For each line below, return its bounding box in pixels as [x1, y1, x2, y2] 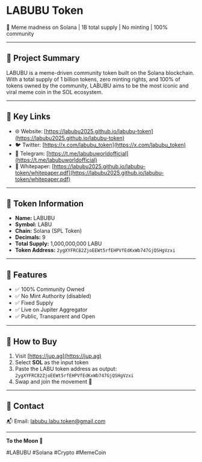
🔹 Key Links [6, 112, 51, 122]
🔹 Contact [6, 401, 44, 411]
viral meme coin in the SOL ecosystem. [6, 88, 103, 95]
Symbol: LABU [14, 221, 52, 228]
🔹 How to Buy [6, 336, 57, 347]
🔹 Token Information [6, 198, 84, 209]
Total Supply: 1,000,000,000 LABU [14, 240, 102, 247]
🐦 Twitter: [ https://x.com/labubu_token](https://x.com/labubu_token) [14, 141, 186, 148]
